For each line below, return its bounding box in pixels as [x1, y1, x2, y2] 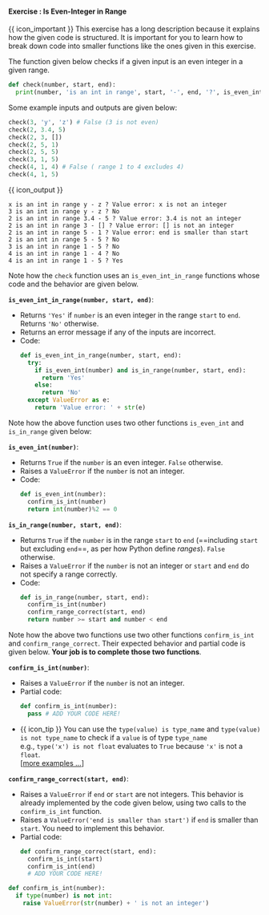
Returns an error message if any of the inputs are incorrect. [19, 327, 216, 337]
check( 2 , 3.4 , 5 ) [8, 125, 66, 134]
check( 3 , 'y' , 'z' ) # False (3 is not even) [8, 118, 159, 126]
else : [34, 381, 54, 389]
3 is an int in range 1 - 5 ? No [8, 242, 120, 250]
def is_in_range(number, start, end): [19, 593, 150, 601]
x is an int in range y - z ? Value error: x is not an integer [8, 200, 227, 209]
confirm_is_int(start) [27, 855, 103, 863]
